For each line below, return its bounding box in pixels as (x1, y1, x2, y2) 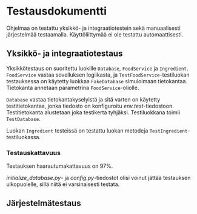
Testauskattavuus (6, 148, 61, 157)
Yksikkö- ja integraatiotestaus (6, 49, 123, 59)
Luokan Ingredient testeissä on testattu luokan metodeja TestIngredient (6, 126, 188, 134)
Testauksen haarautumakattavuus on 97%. (6, 162, 113, 170)
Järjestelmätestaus (6, 198, 81, 209)
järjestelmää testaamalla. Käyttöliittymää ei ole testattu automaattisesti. (6, 30, 184, 38)
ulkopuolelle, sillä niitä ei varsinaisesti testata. (6, 181, 120, 188)
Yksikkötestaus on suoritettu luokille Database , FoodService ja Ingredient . (6, 64, 189, 72)
